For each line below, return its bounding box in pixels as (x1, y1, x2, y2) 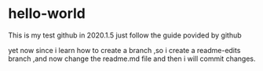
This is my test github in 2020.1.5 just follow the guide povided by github (8, 30, 242, 40)
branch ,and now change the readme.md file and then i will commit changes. (8, 54, 256, 63)
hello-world (8, 5, 86, 23)
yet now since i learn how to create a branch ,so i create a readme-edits (8, 45, 241, 55)
